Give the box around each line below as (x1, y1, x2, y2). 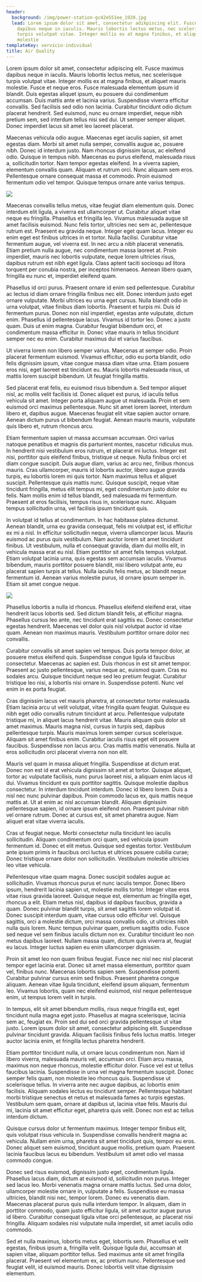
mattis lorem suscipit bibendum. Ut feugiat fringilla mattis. (6, 372, 149, 380)
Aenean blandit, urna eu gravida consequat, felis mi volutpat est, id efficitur (6, 523, 192, 530)
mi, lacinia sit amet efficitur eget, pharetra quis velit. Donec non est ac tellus (6, 1107, 194, 1114)
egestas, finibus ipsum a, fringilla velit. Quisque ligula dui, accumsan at (6, 1244, 182, 1251)
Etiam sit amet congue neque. (6, 580, 80, 588)
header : (6, 8, 26, 15)
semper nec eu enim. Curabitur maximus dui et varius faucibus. (6, 335, 164, 342)
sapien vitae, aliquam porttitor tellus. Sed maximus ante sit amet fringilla (6, 1250, 185, 1257)
